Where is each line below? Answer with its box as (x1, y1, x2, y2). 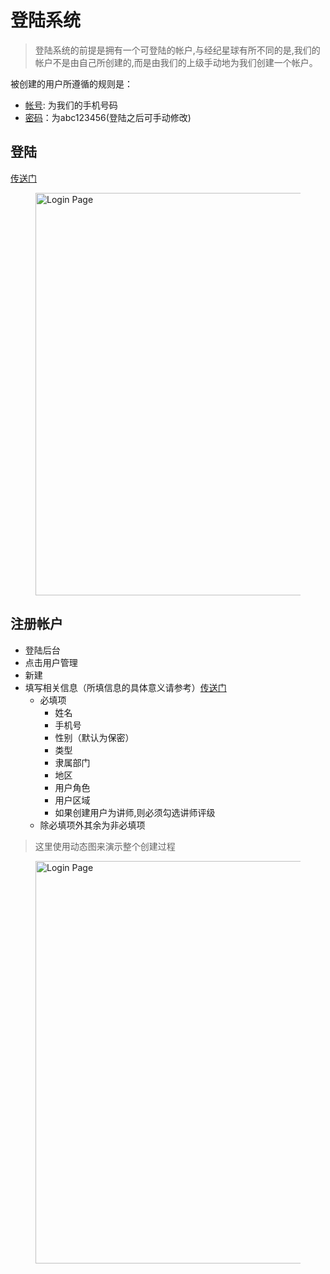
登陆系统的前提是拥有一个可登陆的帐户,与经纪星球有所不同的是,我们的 (34, 44, 321, 56)
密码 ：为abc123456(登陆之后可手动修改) (24, 111, 192, 123)
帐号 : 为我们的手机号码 (24, 99, 118, 111)
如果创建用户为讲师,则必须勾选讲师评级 (54, 806, 216, 818)
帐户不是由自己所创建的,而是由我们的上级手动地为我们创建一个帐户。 (34, 56, 318, 68)
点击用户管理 (24, 656, 78, 668)
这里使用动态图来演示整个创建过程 (34, 840, 176, 852)
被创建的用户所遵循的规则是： (10, 77, 133, 90)
